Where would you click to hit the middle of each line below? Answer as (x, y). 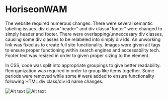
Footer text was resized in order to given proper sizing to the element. (77, 55)
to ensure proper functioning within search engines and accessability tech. (83, 50)
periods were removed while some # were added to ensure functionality (80, 76)
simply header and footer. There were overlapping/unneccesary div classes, (84, 34)
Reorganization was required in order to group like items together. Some (80, 70)
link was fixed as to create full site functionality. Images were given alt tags (83, 44)
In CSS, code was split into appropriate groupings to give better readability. (83, 65)
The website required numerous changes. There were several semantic (79, 23)
